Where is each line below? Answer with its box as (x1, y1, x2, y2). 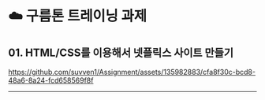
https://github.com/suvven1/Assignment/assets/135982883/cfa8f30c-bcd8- (8, 68, 256, 76)
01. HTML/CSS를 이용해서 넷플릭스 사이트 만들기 (8, 46, 234, 59)
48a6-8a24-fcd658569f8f (8, 76, 94, 85)
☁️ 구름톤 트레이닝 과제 (8, 7, 147, 25)
